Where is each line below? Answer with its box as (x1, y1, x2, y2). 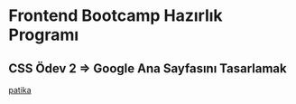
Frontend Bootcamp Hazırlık (8, 5, 223, 26)
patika (8, 85, 32, 95)
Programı (8, 24, 79, 45)
